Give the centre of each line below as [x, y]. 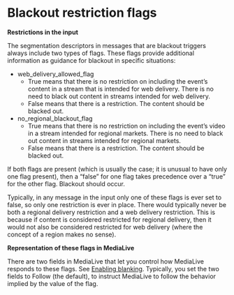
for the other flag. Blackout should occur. [66, 183]
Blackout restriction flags [82, 13]
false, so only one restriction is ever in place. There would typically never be [117, 204]
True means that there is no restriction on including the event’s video [126, 126]
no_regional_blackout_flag [55, 118]
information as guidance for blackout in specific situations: [92, 60]
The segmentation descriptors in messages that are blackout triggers [107, 45]
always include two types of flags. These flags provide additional [101, 53]
